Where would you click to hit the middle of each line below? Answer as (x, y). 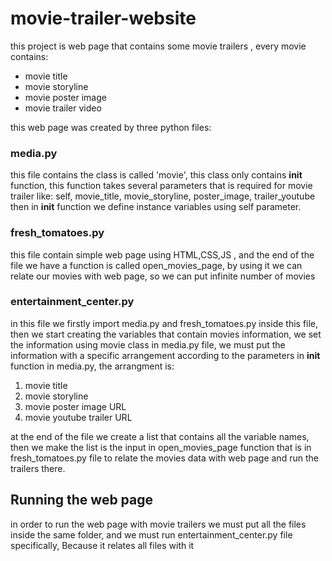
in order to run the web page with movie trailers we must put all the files (158, 524)
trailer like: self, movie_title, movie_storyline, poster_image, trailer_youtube (163, 196)
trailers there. (38, 468)
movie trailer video (63, 108)
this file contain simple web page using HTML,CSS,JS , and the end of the (162, 254)
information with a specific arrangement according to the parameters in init (165, 355)
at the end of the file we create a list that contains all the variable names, (160, 436)
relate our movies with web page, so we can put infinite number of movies (163, 276)
